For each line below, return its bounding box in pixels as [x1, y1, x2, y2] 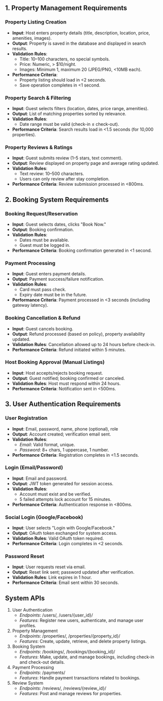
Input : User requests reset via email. [12, 564, 86, 570]
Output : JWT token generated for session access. [12, 480, 114, 486]
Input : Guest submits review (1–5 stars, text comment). [12, 155, 123, 161]
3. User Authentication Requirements [5, 400, 121, 409]
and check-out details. [19, 659, 65, 665]
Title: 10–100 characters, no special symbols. [19, 56, 110, 62]
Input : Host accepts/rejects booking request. [12, 370, 103, 376]
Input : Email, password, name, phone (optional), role [12, 426, 118, 432]
